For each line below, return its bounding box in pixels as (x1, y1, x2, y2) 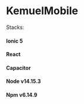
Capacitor (6, 64, 31, 71)
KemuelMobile (6, 4, 78, 18)
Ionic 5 (6, 37, 23, 44)
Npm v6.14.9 (6, 91, 38, 98)
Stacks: (6, 24, 25, 31)
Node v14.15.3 (6, 78, 41, 85)
